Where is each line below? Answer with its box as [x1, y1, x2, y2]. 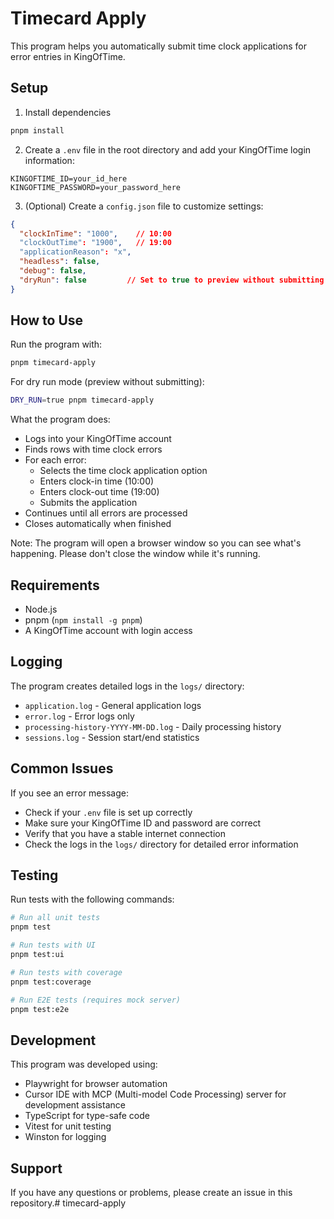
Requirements [10, 577, 100, 594]
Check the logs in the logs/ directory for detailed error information [24, 838, 299, 850]
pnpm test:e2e [10, 1004, 70, 1014]
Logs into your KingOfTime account [24, 433, 172, 445]
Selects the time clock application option [39, 465, 208, 477]
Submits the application [39, 497, 138, 509]
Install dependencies [24, 106, 112, 118]
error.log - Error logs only [24, 710, 135, 722]
